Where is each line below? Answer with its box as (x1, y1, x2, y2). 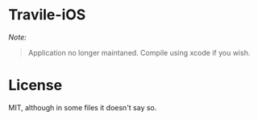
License (8, 77, 63, 94)
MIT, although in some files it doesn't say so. (8, 102, 157, 112)
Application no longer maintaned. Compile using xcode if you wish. (27, 48, 251, 57)
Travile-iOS (8, 6, 86, 24)
